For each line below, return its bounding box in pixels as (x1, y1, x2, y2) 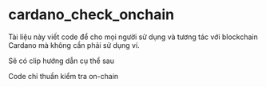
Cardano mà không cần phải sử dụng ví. (8, 40, 140, 49)
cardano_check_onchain (8, 6, 174, 24)
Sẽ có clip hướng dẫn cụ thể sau (8, 56, 114, 65)
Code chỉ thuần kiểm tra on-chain (8, 71, 119, 81)
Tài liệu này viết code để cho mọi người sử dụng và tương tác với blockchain (8, 32, 258, 42)
